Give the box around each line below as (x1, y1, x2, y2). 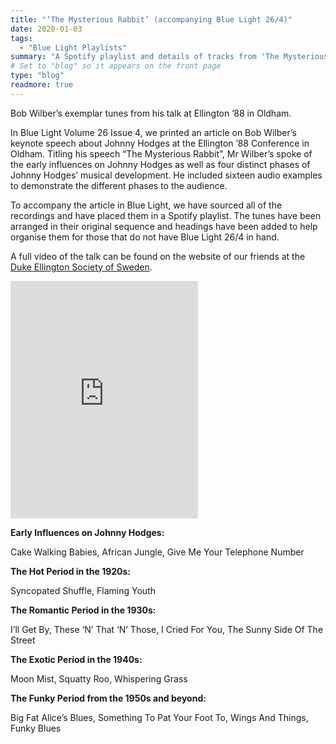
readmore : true (10, 80, 74, 90)
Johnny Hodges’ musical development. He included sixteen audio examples (10, 169, 323, 181)
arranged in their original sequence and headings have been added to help (10, 220, 318, 232)
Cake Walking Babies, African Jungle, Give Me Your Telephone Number (10, 546, 305, 558)
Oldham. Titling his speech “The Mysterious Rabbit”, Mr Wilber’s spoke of (10, 147, 313, 160)
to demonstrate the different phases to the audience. (10, 179, 228, 191)
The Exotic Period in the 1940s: (10, 653, 143, 665)
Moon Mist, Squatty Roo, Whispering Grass (10, 672, 188, 685)
